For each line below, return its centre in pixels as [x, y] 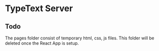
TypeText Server [39, 8]
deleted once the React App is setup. [42, 43]
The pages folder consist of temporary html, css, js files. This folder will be [79, 38]
